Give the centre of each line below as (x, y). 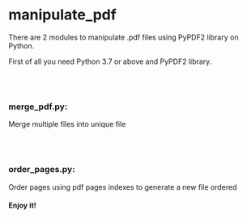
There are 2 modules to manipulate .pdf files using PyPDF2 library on (123, 37)
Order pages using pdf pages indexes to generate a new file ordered (123, 187)
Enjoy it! (22, 205)
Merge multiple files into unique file (67, 124)
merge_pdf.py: (38, 107)
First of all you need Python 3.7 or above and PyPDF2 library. (110, 61)
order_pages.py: (42, 170)
